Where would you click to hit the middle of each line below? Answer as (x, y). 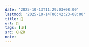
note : (11, 37)
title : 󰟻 (14, 19)
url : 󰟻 (12, 23)
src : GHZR (15, 32)
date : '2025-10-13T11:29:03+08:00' (42, 10)
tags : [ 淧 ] (16, 28)
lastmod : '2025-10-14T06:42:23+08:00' (45, 14)
